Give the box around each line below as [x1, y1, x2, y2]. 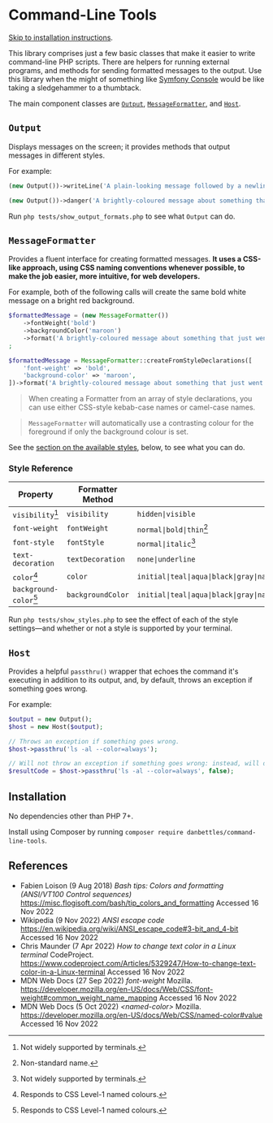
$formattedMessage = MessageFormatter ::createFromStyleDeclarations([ [8, 356, 253, 365]
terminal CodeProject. [19, 949, 94, 960]
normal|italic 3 [136, 536, 197, 549]
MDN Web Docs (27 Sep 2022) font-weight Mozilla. [19, 975, 193, 985]
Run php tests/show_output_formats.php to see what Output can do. [8, 211, 236, 221]
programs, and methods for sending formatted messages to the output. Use [8, 65, 262, 75]
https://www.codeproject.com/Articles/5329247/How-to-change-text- [19, 958, 257, 968]
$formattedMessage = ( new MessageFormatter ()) [8, 311, 169, 320]
